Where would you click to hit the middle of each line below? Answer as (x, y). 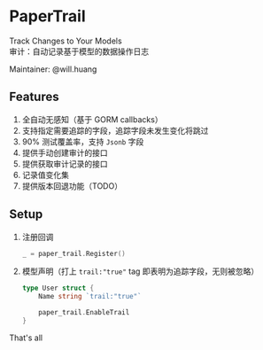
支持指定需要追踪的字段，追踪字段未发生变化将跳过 (115, 130)
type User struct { (58, 288)
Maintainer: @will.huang (53, 69)
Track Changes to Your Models (66, 41)
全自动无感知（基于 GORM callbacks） (92, 119)
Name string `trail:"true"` (90, 297)
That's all (26, 338)
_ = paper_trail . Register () (73, 253)
